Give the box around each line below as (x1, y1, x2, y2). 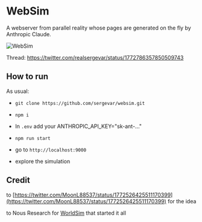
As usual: (6, 87, 30, 95)
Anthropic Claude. (6, 30, 51, 37)
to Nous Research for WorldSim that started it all (6, 209, 127, 217)
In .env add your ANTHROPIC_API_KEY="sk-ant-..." (14, 122, 142, 130)
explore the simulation (14, 157, 71, 165)
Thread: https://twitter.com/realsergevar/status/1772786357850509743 (6, 54, 184, 61)
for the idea (168, 197, 197, 205)
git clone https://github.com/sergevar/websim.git (14, 100, 145, 106)
